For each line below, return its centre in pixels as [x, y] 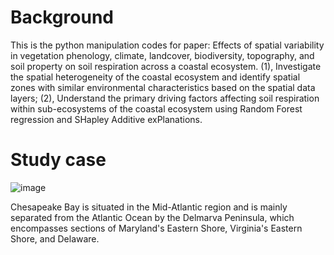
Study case [58, 160]
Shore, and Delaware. [55, 238]
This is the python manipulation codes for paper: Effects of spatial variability [167, 45]
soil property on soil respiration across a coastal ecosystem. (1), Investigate [166, 66]
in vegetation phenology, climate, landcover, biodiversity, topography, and [162, 55]
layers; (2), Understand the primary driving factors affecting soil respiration [165, 98]
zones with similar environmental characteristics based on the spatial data [163, 87]
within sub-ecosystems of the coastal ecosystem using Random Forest [156, 108]
